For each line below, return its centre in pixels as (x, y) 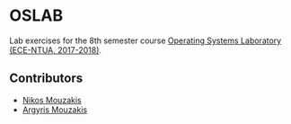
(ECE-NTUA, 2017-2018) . (55, 49)
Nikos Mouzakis (52, 100)
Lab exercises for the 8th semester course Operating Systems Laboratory (145, 40)
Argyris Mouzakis (55, 110)
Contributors (46, 79)
